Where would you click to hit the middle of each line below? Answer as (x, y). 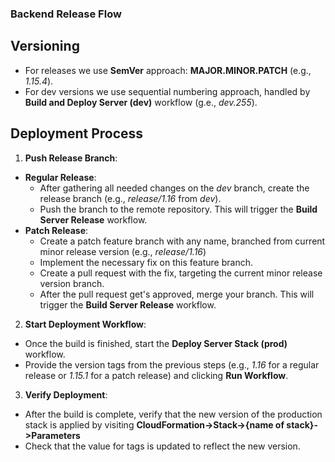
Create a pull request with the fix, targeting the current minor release (181, 273)
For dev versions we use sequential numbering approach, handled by (167, 91)
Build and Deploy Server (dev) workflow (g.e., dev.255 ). (141, 102)
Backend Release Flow (66, 14)
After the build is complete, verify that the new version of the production (173, 414)
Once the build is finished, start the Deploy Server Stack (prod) (156, 343)
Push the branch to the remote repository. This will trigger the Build (178, 209)
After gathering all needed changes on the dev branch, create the (174, 188)
